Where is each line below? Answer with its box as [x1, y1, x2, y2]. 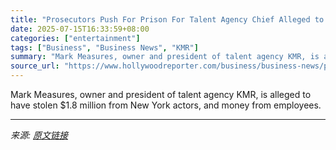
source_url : [10, 61, 60, 71]
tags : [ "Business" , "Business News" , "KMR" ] [10, 42, 199, 53]
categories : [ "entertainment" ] [10, 33, 141, 43]
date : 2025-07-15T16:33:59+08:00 [10, 24, 150, 34]
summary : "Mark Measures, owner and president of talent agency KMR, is [10, 52, 320, 62]
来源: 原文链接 [10, 129, 68, 141]
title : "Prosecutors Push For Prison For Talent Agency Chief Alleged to [10, 14, 325, 25]
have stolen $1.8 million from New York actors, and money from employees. [10, 99, 322, 111]
